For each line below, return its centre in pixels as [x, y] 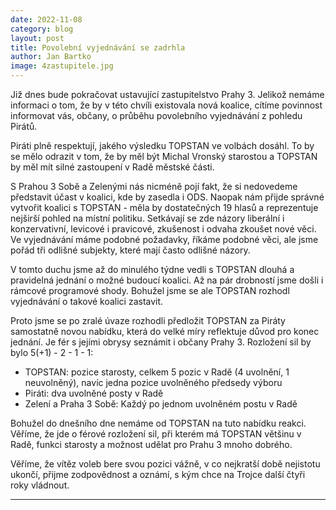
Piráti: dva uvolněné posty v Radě [94, 393]
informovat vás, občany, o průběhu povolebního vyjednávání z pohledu [156, 115]
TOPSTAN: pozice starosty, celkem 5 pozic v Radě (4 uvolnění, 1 [157, 372]
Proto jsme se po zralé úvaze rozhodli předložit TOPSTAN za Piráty [148, 320]
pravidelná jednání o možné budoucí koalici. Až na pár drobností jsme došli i [167, 280]
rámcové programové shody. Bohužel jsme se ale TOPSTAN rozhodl [150, 290]
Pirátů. [24, 126]
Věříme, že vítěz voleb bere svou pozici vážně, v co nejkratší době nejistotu [165, 464]
